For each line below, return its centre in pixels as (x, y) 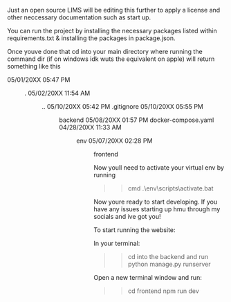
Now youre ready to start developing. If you (156, 202)
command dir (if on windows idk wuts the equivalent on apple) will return (111, 59)
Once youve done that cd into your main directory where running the (105, 52)
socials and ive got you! (127, 216)
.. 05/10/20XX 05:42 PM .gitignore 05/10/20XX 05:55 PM (123, 106)
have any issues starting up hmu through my (157, 209)
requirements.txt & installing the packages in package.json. (91, 38)
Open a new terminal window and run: (148, 277)
